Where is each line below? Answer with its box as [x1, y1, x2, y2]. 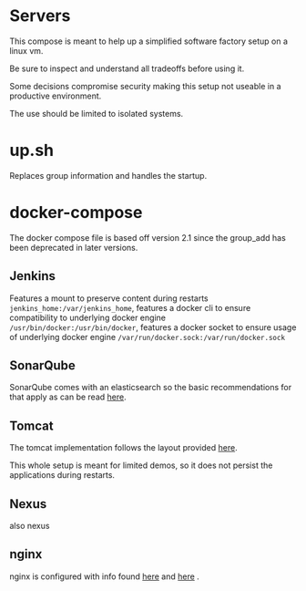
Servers [9, 5, 71, 26]
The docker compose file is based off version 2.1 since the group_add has [9, 232, 287, 243]
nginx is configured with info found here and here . [9, 571, 200, 582]
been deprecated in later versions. [9, 242, 138, 253]
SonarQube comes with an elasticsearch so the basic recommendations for [9, 382, 292, 393]
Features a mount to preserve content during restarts [9, 293, 209, 304]
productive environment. [9, 90, 102, 101]
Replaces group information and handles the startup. [9, 170, 208, 181]
